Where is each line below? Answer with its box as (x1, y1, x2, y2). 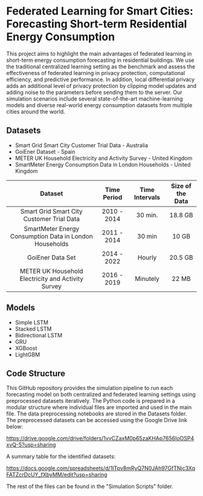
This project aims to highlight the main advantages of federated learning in (6, 50, 192, 57)
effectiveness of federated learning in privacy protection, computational (6, 69, 185, 76)
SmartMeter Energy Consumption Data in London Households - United (14, 160, 191, 168)
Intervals (134, 193, 160, 201)
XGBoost (14, 344, 37, 352)
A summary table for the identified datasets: (6, 453, 116, 460)
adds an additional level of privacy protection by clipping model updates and (6, 82, 197, 89)
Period (102, 193, 123, 201)
